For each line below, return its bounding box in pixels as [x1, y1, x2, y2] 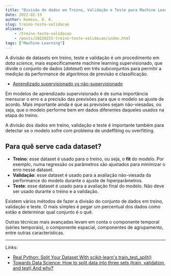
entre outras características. [5, 230, 65, 236]
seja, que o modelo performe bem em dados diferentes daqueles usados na [5, 106, 164, 113]
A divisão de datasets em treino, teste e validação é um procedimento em [5, 54, 159, 61]
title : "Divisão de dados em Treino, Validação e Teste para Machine [5, 7, 156, 13]
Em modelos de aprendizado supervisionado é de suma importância [5, 90, 149, 97]
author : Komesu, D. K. [5, 17, 53, 22]
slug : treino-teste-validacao [5, 21, 70, 27]
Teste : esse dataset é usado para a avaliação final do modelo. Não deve [12, 183, 164, 189]
